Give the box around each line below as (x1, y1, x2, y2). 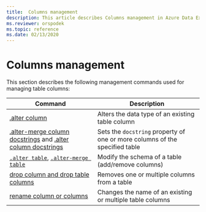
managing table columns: (6, 85, 71, 93)
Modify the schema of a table (97, 153, 182, 161)
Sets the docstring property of (97, 127, 186, 136)
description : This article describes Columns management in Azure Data (6, 15, 193, 21)
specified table (97, 143, 140, 151)
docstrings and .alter (9, 135, 69, 144)
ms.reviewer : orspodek (6, 20, 64, 26)
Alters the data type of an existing (97, 110, 195, 118)
